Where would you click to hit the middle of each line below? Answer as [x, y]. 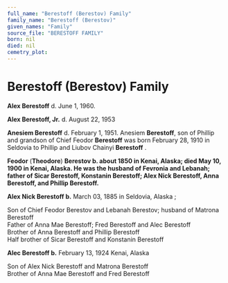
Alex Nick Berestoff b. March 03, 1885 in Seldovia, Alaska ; [92, 196]
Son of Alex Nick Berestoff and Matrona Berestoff [78, 266]
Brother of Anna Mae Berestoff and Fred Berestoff [79, 273]
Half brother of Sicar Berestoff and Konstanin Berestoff [86, 239]
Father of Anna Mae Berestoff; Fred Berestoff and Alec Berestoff [99, 224]
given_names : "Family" [40, 26]
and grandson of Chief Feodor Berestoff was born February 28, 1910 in [108, 140]
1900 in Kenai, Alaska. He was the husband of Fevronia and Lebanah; [108, 168]
